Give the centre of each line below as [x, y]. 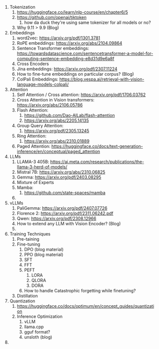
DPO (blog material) [44, 249]
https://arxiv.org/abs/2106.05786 [50, 105]
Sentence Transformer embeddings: [53, 48]
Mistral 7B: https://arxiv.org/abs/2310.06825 [61, 172]
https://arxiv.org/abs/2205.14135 [56, 120]
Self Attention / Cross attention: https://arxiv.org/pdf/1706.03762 [81, 95]
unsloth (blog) [38, 337]
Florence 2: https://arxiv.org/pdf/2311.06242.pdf [65, 213]
